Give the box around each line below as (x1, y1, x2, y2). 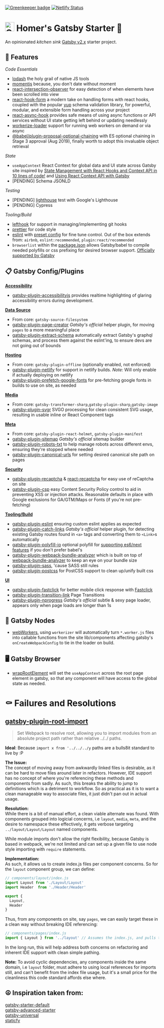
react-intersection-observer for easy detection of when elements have (12, 86, 155, 92)
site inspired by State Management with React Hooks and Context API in (12, 167, 158, 174)
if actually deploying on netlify (12, 372, 73, 377)
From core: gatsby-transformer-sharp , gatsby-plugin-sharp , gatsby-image (12, 401, 158, 407)
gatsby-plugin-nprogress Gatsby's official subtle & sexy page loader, (12, 597, 151, 603)
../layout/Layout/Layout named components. (5, 827, 98, 832)
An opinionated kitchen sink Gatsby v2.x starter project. (5, 39, 117, 45)
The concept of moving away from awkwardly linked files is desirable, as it (5, 765, 155, 771)
